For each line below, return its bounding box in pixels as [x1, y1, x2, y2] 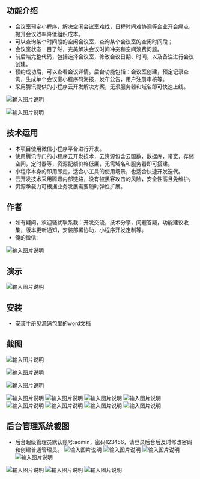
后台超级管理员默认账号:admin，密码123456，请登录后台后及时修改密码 [14, 438, 193, 445]
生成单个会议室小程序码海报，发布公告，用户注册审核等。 [25, 75, 168, 82]
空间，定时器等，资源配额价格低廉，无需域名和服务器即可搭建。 [14, 160, 173, 167]
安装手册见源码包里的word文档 [14, 320, 91, 327]
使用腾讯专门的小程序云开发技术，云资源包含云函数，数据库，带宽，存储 [14, 152, 194, 159]
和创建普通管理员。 [14, 446, 63, 453]
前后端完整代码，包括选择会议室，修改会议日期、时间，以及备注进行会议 [14, 53, 194, 60]
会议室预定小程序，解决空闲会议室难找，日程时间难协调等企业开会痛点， [14, 23, 194, 30]
